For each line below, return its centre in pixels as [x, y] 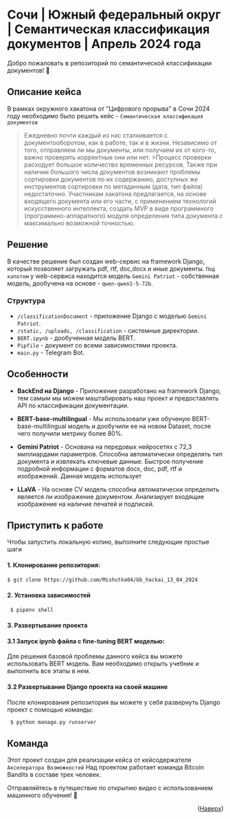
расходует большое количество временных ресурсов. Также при [120, 164]
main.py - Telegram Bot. [50, 352]
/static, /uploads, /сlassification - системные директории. [108, 330]
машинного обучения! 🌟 [42, 796]
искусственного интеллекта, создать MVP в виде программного [119, 208]
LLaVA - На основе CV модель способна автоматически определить [118, 489]
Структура [26, 301]
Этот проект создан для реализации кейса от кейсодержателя [99, 760]
